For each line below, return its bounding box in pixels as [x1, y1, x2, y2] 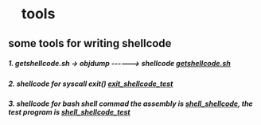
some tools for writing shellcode [8, 37, 172, 50]
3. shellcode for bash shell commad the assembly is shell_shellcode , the [8, 99, 253, 108]
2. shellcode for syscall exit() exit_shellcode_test [8, 79, 173, 88]
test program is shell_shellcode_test [8, 107, 130, 116]
